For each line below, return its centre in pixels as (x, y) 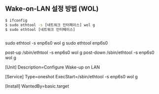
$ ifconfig (16, 20)
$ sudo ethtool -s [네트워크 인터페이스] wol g (50, 25)
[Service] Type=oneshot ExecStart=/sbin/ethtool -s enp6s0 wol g (71, 77)
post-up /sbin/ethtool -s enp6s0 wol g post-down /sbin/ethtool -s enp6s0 (80, 52)
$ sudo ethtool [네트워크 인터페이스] (40, 29)
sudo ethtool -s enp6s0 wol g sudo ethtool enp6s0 (57, 43)
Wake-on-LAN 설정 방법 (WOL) (52, 9)
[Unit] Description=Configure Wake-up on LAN (52, 67)
